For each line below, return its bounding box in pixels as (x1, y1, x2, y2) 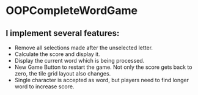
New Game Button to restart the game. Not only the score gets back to (14, 63, 193, 71)
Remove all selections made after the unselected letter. (14, 44, 153, 51)
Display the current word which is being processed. (14, 57, 145, 64)
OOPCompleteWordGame (5, 4, 138, 18)
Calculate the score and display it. (14, 51, 100, 58)
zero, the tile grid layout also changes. (14, 70, 111, 77)
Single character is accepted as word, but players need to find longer (14, 77, 189, 83)
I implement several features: (5, 28, 120, 38)
